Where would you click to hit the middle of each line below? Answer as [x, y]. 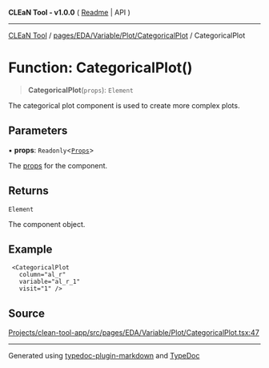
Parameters [38, 131]
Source [27, 313]
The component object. [47, 224]
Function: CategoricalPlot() [100, 68]
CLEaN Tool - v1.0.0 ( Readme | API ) [69, 12]
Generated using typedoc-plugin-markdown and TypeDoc [104, 356]
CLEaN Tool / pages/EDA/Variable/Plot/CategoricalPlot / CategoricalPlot [127, 35]
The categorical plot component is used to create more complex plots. [124, 105]
